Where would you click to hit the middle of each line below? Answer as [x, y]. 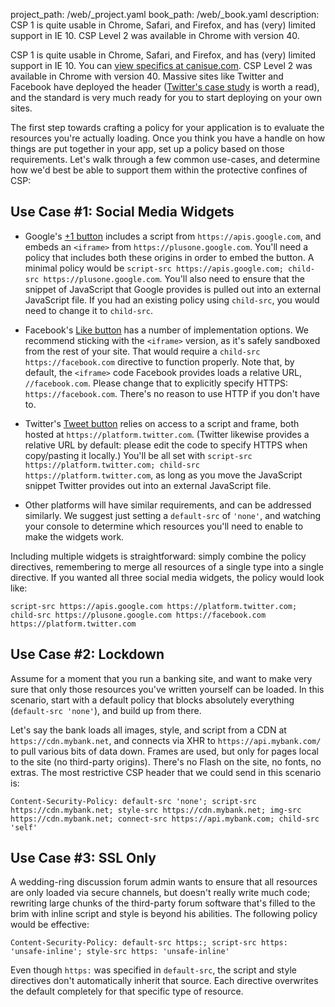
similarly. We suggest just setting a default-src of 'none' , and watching [173, 515]
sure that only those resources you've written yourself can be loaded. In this [167, 689]
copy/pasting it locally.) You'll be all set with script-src [138, 455]
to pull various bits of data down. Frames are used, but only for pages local [164, 751]
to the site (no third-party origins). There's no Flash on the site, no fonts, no [166, 761]
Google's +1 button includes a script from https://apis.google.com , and [173, 236]
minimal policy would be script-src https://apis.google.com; [154, 268]
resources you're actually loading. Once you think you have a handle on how [168, 138]
